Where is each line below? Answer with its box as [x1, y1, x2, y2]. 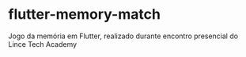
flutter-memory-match [8, 5, 161, 23]
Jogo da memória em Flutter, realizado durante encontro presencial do [8, 31, 239, 41]
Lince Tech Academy [8, 39, 78, 48]
